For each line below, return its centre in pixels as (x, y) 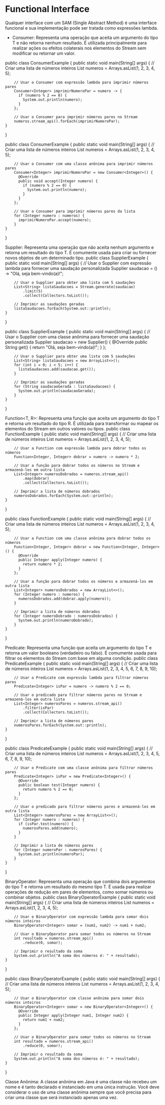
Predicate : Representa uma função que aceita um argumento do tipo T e (78, 648)
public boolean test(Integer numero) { (59, 785)
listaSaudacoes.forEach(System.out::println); (63, 308)
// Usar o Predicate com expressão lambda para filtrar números (81, 678)
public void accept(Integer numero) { (58, 181)
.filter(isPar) (38, 708)
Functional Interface (47, 9)
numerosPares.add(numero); (50, 828)
